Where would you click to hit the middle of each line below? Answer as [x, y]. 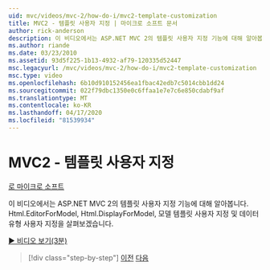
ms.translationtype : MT [48, 98]
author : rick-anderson [46, 31]
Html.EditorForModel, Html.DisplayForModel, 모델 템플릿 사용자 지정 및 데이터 [134, 213]
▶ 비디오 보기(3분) [38, 240]
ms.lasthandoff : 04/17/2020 [55, 113]
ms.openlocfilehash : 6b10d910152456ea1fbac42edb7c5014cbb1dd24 [117, 83]
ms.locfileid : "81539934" [51, 121]
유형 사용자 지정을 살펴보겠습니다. [61, 223]
